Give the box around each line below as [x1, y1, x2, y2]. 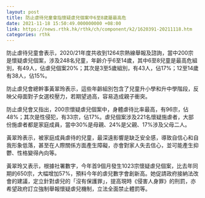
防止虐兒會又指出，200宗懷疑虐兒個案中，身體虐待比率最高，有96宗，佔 [6, 106, 189, 113]
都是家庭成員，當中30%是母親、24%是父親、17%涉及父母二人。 [27, 121, 190, 128]
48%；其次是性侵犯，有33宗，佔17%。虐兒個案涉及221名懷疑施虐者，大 [6, 114, 189, 121]
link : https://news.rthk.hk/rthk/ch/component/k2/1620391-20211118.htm [6, 26, 192, 32]
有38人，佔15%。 [6, 72, 51, 79]
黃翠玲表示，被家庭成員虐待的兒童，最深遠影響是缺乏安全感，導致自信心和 [6, 134, 193, 141]
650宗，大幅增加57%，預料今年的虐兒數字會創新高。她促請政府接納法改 [16, 170, 199, 177]
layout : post [6, 9, 40, 15]
